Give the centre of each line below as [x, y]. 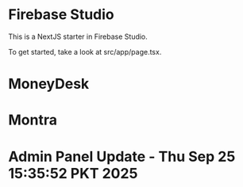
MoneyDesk [49, 84]
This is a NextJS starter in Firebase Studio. [78, 36]
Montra [33, 120]
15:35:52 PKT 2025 [73, 173]
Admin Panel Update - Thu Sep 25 [122, 156]
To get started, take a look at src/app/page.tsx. [85, 52]
